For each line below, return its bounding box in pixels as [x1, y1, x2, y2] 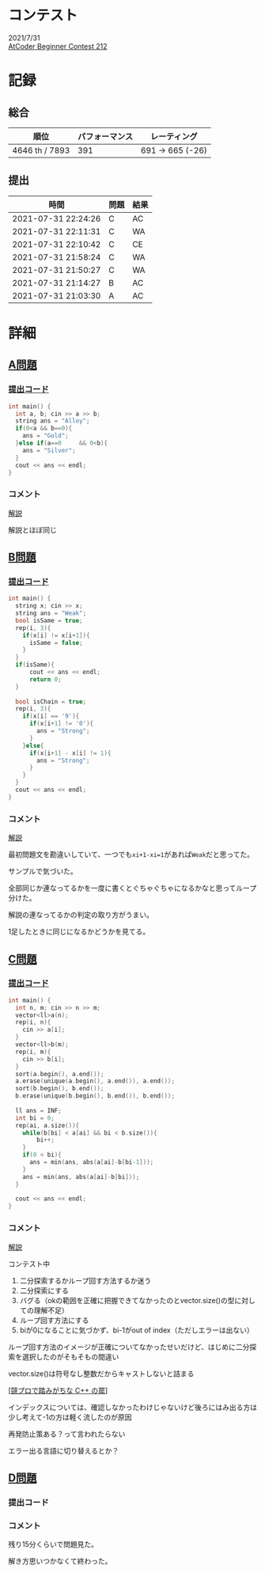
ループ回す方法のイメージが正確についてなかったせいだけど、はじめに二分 [8, 1342, 250, 1351]
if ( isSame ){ [15, 661, 55, 669]
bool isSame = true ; [15, 616, 83, 624]
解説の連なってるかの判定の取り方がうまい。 [8, 910, 154, 919]
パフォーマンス [78, 131, 134, 142]
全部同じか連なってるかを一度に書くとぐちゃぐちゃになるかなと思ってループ [8, 883, 257, 893]
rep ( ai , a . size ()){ [15, 1121, 80, 1129]
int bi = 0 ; [15, 1114, 55, 1122]
